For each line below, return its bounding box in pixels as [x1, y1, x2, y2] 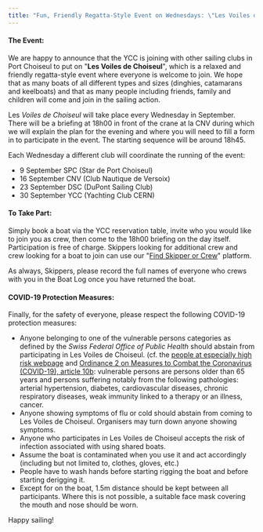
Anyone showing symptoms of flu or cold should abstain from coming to [19, 409, 253, 418]
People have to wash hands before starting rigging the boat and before [19, 467, 249, 476]
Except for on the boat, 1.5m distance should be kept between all [19, 483, 229, 493]
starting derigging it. [19, 476, 85, 485]
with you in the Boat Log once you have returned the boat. [8, 275, 196, 284]
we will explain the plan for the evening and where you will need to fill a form [8, 126, 255, 136]
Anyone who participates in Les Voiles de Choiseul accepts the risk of [19, 433, 245, 443]
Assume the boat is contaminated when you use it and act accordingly [19, 450, 247, 460]
